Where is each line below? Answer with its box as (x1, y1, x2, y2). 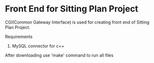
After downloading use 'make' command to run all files (5, 52, 113, 58)
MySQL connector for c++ (12, 43, 64, 49)
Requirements (5, 34, 33, 39)
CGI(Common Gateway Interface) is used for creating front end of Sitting (5, 19, 150, 25)
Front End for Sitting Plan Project (5, 3, 139, 14)
